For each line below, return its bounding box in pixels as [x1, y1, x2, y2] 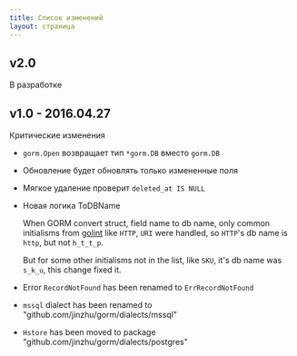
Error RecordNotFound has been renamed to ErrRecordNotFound [22, 282, 254, 293]
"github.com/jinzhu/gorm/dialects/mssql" [22, 310, 178, 321]
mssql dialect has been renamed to [22, 300, 153, 311]
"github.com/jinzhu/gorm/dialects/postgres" [22, 337, 188, 348]
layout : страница [9, 22, 75, 31]
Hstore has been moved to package [22, 327, 156, 338]
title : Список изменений [9, 13, 104, 23]
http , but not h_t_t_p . [22, 237, 104, 248]
